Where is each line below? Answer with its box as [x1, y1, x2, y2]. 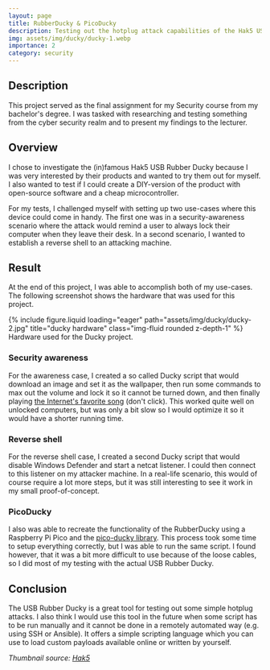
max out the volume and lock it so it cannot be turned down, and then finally [8, 387, 260, 397]
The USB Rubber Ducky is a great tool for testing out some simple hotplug [8, 603, 253, 613]
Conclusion [8, 581, 67, 596]
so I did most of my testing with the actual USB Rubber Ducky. [8, 559, 215, 569]
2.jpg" [8, 324, 29, 333]
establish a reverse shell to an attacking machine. [8, 238, 172, 247]
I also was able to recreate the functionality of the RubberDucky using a [8, 524, 246, 534]
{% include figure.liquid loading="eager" [8, 315, 143, 325]
